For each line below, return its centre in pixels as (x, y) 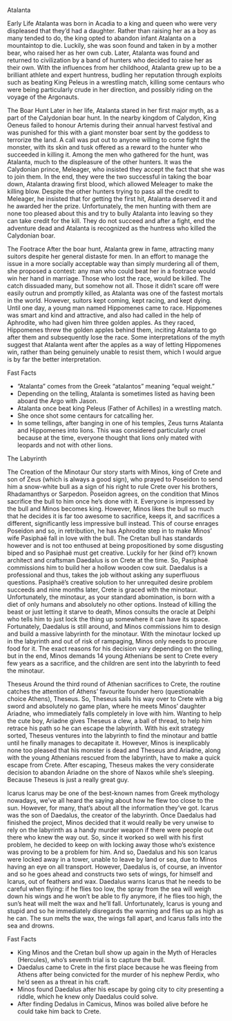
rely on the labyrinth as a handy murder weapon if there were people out (110, 830)
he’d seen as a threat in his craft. (64, 982)
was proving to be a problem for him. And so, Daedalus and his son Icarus (112, 852)
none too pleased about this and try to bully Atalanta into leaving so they (110, 213)
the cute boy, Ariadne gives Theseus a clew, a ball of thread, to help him (110, 721)
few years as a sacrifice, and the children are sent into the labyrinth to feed (114, 663)
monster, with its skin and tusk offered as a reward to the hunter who (105, 147)
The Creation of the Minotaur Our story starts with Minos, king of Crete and (114, 472)
